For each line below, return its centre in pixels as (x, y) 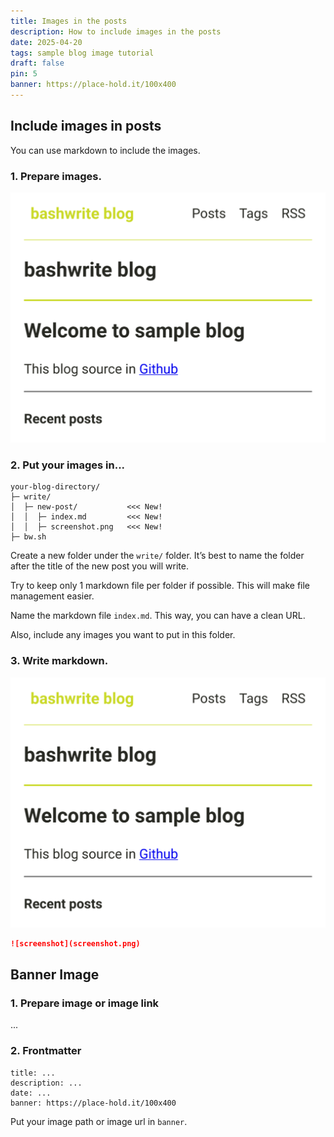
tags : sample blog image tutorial (82, 53)
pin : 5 (24, 74)
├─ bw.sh (28, 537)
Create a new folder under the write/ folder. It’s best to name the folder (157, 556)
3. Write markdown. (59, 661)
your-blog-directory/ (55, 487)
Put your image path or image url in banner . (99, 1121)
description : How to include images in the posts (116, 31)
